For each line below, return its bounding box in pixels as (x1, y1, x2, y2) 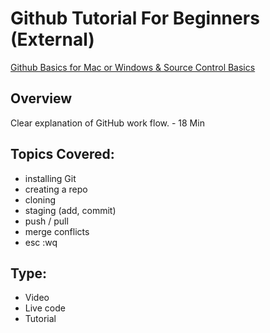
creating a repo (24, 183, 88, 195)
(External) (10, 28, 95, 51)
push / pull (24, 215, 69, 227)
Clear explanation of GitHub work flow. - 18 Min (10, 117, 205, 129)
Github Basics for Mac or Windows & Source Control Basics (10, 61, 256, 73)
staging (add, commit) (24, 204, 117, 216)
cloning (24, 193, 57, 206)
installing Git (24, 172, 77, 184)
